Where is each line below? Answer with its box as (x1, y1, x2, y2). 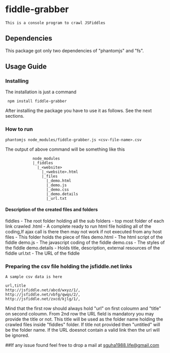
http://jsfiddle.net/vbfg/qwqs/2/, (5, 292, 81, 297)
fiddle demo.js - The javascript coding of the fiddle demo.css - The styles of (5, 239, 165, 245)
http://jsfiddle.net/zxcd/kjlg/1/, (5, 297, 81, 302)
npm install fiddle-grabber (7, 99, 67, 104)
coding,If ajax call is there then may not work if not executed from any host (5, 228, 162, 234)
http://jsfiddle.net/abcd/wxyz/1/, (5, 288, 81, 293)
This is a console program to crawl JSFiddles (5, 20, 106, 25)
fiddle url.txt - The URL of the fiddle (5, 250, 80, 256)
